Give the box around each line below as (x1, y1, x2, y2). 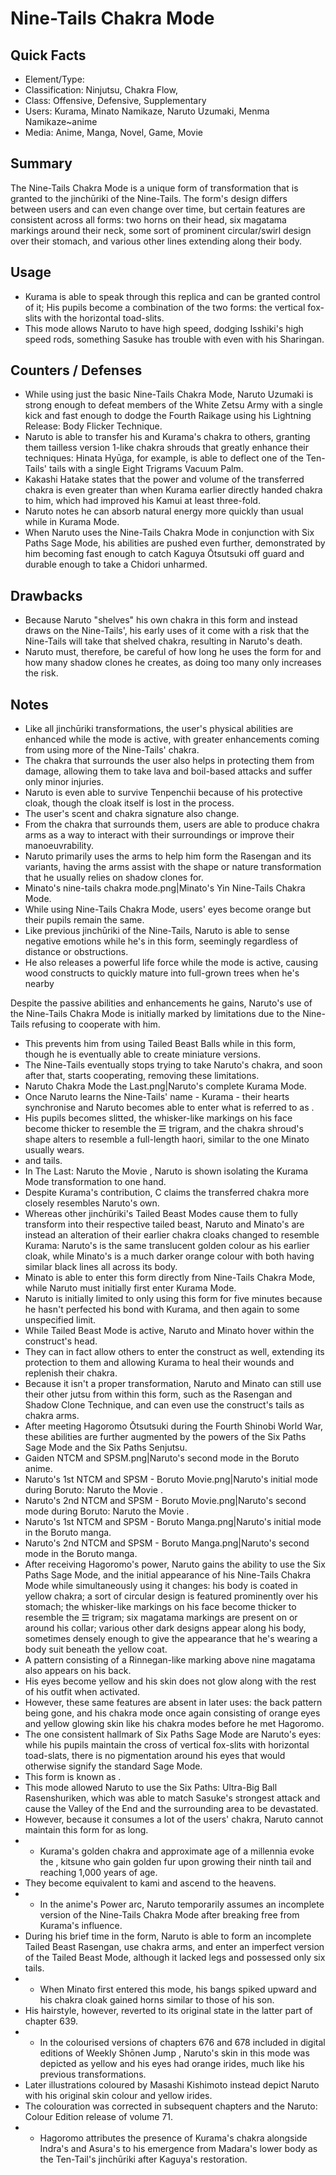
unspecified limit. (24, 1314, 97, 1326)
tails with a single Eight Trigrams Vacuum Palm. (48, 463, 244, 475)
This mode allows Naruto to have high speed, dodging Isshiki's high (24, 322, 304, 334)
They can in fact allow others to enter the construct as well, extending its (24, 1346, 325, 1358)
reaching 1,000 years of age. (39, 1867, 158, 1879)
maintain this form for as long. (24, 1824, 149, 1836)
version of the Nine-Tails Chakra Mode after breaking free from (39, 1909, 300, 1921)
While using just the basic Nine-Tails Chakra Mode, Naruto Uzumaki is (24, 388, 314, 401)
